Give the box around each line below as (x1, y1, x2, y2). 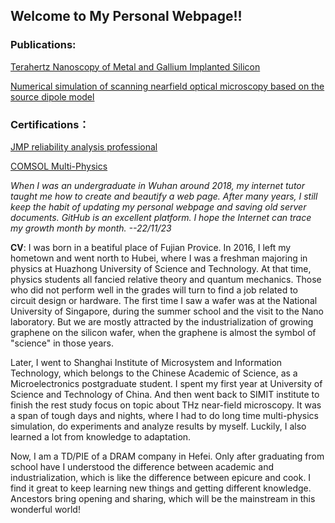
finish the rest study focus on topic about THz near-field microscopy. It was (10, 399, 322, 411)
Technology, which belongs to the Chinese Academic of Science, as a (10, 367, 298, 379)
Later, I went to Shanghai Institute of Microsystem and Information (10, 356, 283, 368)
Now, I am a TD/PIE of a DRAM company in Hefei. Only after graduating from (10, 450, 325, 462)
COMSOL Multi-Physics (10, 160, 108, 172)
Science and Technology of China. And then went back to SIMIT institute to (10, 388, 320, 400)
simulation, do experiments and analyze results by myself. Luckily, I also (10, 420, 307, 432)
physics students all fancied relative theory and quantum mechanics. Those (10, 273, 322, 285)
